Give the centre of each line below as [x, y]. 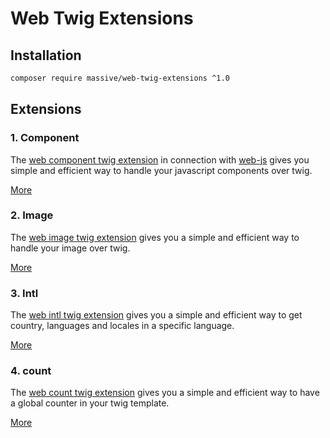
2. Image [32, 215]
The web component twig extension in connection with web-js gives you [160, 159]
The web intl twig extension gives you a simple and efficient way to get [156, 315]
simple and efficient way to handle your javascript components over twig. [161, 170]
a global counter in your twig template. [90, 403]
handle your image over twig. [70, 248]
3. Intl [24, 293]
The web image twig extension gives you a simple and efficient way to [155, 237]
